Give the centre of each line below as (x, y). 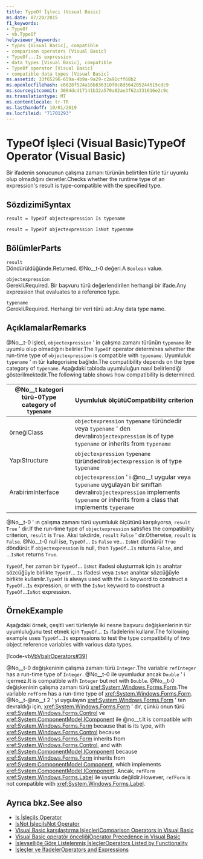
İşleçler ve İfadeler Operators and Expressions (72, 850)
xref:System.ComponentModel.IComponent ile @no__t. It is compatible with (99, 719)
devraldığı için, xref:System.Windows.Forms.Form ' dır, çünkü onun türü (95, 706)
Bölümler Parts (34, 248)
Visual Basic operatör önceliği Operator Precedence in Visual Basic (98, 837)
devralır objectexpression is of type (124, 436)
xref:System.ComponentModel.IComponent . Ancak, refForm (81, 771)
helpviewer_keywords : (34, 40)
